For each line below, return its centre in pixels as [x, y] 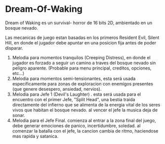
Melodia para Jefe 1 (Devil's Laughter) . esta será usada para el [77, 94]
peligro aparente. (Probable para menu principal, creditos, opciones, [82, 68]
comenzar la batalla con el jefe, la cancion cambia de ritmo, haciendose [85, 131]
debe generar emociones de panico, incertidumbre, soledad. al [76, 126]
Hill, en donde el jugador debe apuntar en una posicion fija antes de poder [81, 42]
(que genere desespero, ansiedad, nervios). [57, 89]
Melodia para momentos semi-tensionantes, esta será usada [74, 78]
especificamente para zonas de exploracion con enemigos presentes [82, 84]
